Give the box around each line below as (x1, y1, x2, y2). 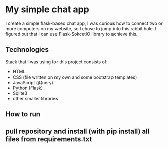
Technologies (5, 45, 49, 54)
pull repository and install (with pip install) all (5, 127, 150, 135)
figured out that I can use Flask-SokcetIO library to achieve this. (5, 31, 138, 37)
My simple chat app (5, 4, 89, 15)
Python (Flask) (12, 85, 43, 91)
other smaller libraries (12, 95, 58, 101)
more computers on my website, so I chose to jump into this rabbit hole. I (5, 25, 157, 31)
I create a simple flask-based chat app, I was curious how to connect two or (5, 20, 163, 26)
